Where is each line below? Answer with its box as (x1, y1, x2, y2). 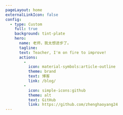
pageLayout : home (5, 7, 43, 13)
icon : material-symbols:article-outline (28, 64, 116, 69)
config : (5, 17, 22, 22)
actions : (18, 54, 38, 60)
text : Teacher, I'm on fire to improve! (18, 50, 107, 55)
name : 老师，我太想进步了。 (18, 41, 71, 46)
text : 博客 (28, 74, 50, 79)
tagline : (18, 45, 38, 50)
